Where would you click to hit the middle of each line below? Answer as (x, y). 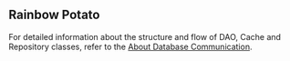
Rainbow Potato (54, 15)
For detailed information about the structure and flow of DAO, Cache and (145, 36)
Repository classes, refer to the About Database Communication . (130, 46)
